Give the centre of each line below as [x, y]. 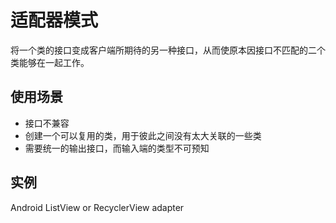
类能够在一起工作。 [50, 62]
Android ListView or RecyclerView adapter [97, 207]
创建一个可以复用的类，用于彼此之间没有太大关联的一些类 [143, 135]
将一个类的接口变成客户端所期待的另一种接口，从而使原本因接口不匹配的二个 [168, 50]
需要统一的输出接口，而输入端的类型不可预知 [117, 148]
